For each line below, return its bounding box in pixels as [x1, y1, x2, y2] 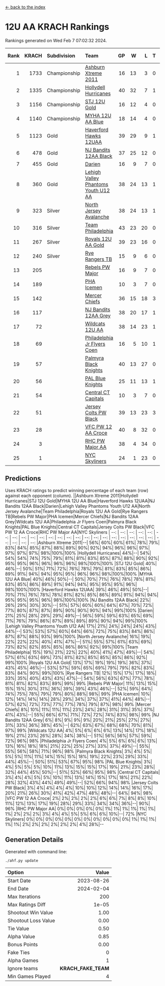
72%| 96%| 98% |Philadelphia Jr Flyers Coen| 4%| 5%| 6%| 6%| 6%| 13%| [5, 738, 157, 743]
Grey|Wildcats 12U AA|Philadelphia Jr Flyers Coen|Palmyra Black [5, 519, 137, 524]
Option [7, 869, 24, 876]
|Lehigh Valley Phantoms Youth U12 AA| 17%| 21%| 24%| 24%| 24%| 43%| [5, 623, 157, 629]
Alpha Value [7, 933, 35, 940]
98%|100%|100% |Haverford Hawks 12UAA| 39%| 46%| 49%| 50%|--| [5, 586, 149, 592]
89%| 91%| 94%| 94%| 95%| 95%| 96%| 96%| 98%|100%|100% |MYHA [5, 571, 153, 576]
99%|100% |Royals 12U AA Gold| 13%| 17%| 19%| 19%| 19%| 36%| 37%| [5, 659, 152, 665]
